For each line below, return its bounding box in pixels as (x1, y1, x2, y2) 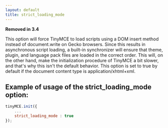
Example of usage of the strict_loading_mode (5, 82, 152, 91)
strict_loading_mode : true (14, 113, 74, 119)
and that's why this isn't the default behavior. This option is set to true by (5, 63, 158, 69)
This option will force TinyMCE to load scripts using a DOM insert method (5, 36, 159, 42)
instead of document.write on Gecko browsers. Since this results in (5, 41, 146, 47)
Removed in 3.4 (5, 26, 39, 32)
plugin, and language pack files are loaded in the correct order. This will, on (5, 52, 163, 58)
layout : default (5, 7, 40, 13)
